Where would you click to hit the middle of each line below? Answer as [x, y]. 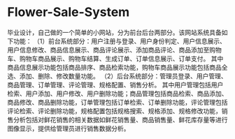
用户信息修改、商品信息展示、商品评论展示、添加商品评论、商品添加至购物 [114, 50]
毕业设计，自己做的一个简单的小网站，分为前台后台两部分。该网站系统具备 [114, 32]
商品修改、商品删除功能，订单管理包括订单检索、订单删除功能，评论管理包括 [117, 102]
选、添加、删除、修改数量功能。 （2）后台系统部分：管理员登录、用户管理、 [117, 76]
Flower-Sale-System [69, 12]
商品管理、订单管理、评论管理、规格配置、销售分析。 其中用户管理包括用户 [115, 85]
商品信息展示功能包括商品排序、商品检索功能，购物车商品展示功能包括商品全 [117, 67]
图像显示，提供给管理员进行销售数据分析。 [69, 128]
